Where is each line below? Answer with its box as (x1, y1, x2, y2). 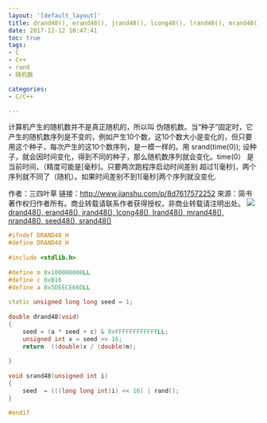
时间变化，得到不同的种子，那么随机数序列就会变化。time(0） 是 (42, 152, 254, 161)
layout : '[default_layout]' (8, 11, 102, 20)
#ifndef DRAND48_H (8, 231, 69, 239)
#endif (8, 409, 30, 417)
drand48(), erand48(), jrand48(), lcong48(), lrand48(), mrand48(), (8, 208, 224, 217)
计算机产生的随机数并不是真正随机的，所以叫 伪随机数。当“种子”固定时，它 (8, 122, 253, 132)
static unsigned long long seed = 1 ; (8, 298, 133, 306)
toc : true (8, 33, 41, 42)
